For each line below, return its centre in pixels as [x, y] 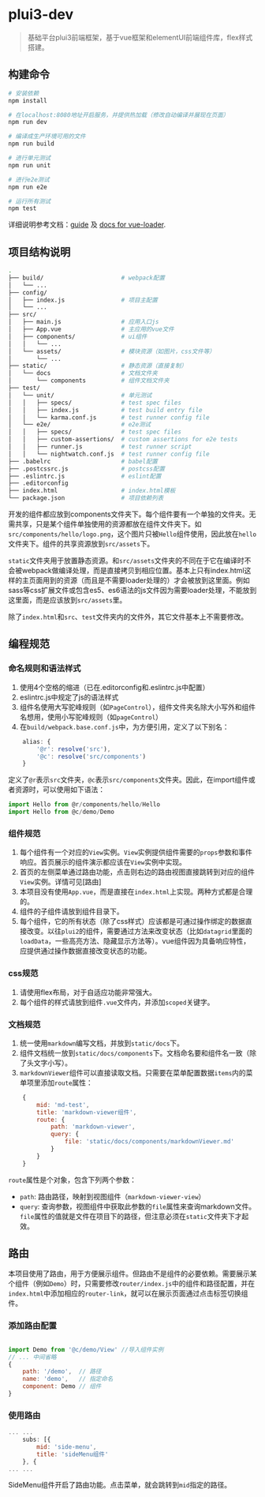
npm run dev [28, 122]
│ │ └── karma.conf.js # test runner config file [109, 417]
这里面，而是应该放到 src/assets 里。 [67, 600]
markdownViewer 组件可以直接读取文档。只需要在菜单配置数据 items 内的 [132, 1072]
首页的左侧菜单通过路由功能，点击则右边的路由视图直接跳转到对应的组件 [137, 872]
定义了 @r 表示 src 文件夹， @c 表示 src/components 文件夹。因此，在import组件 [129, 780]
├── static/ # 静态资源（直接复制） [98, 366]
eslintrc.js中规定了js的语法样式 [69, 697]
